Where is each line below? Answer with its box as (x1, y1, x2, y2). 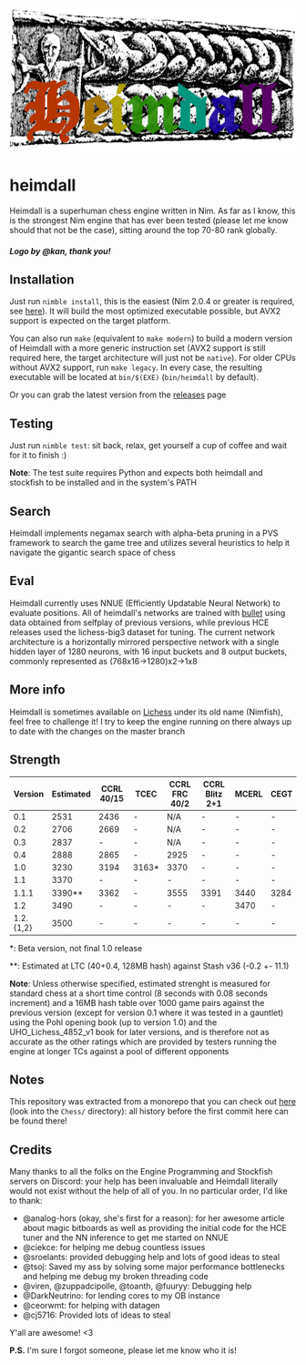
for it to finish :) (9, 450, 67, 461)
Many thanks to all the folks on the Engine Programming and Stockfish (9, 1166, 273, 1177)
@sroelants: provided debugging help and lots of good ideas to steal (22, 1252, 280, 1263)
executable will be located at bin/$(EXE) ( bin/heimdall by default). (9, 372, 260, 383)
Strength (9, 752, 61, 767)
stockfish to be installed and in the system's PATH (9, 477, 198, 488)
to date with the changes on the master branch (9, 725, 185, 736)
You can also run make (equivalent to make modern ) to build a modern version (9, 333, 293, 344)
